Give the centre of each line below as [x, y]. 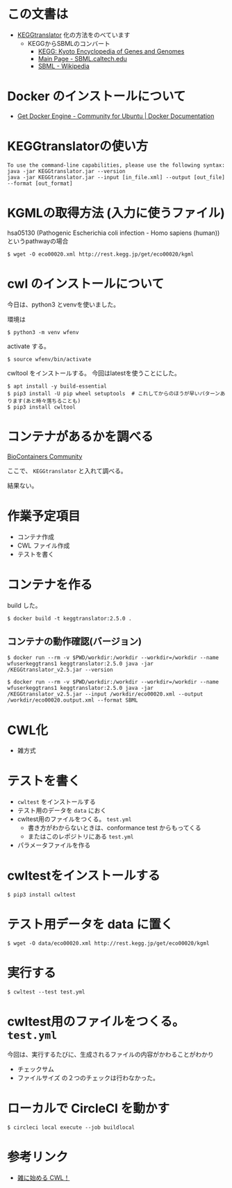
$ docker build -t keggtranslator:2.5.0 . [69, 618]
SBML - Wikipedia [64, 66]
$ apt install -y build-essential [57, 386]
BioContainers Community [45, 456]
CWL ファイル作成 [43, 545]
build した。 [24, 605]
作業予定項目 [44, 516]
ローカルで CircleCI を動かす [89, 1108]
